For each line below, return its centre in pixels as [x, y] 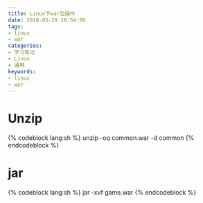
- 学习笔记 [21, 53]
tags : [16, 26]
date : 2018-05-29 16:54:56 [47, 20]
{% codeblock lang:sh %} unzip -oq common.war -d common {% [101, 138]
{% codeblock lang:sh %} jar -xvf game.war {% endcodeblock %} [102, 193]
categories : [25, 46]
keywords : [22, 71]
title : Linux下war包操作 [42, 14]
